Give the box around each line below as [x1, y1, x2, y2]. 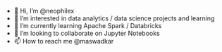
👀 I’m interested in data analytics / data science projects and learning [13, 14, 215, 22]
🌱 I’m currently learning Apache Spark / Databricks [13, 22, 162, 30]
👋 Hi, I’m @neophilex [13, 7, 75, 15]
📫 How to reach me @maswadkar [13, 37, 114, 45]
